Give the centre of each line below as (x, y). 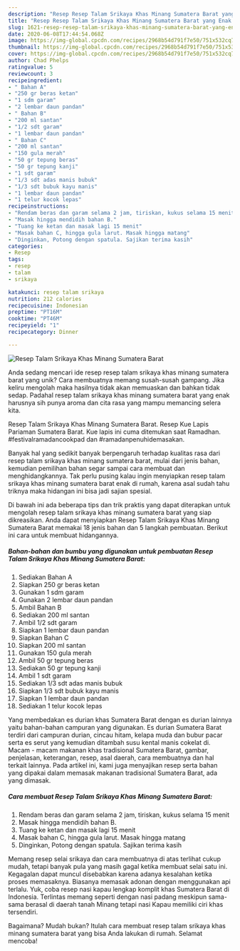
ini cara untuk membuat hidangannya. (63, 535)
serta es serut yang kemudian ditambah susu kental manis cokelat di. (109, 742)
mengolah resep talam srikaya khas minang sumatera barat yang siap (110, 512)
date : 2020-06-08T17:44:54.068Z (56, 34)
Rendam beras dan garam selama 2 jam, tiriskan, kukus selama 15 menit (124, 815)
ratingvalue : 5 (31, 67)
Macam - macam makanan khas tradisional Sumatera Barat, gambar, (109, 750)
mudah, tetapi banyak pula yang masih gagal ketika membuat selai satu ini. (118, 866)
